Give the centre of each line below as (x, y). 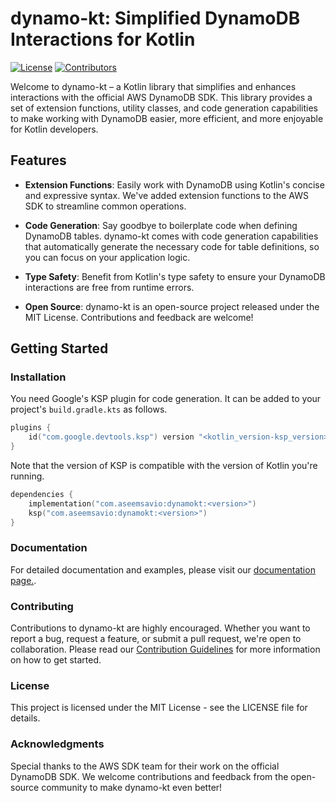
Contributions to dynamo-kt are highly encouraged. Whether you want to (160, 628)
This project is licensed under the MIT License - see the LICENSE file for (159, 708)
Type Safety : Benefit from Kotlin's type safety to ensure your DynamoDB (175, 276)
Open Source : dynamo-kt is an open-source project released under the (172, 306)
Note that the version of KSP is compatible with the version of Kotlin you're (164, 466)
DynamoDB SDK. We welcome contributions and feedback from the (149, 776)
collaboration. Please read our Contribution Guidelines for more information (165, 649)
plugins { (31, 428)
